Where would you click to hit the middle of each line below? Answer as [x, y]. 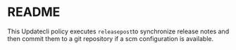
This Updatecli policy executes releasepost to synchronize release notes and [118, 31]
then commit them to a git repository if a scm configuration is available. [110, 38]
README [34, 12]
